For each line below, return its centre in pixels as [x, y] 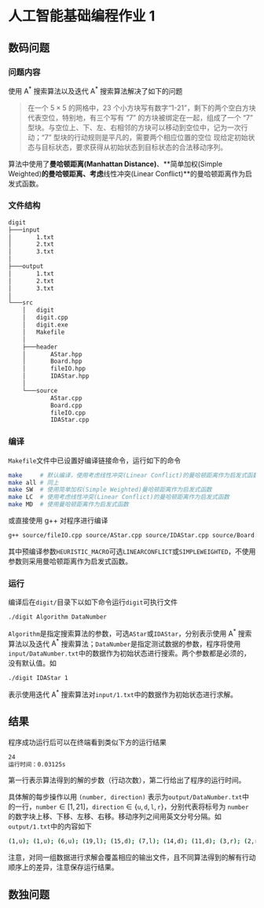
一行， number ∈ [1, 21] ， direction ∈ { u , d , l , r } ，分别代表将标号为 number [132, 806]
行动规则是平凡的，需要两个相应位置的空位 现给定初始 [161, 137]
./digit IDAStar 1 [38, 678]
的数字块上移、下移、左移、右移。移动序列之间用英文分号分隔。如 [115, 817]
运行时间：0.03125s [37, 764]
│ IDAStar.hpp [56, 376]
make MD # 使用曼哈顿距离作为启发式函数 [69, 504]
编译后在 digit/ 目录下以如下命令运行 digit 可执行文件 [93, 602]
